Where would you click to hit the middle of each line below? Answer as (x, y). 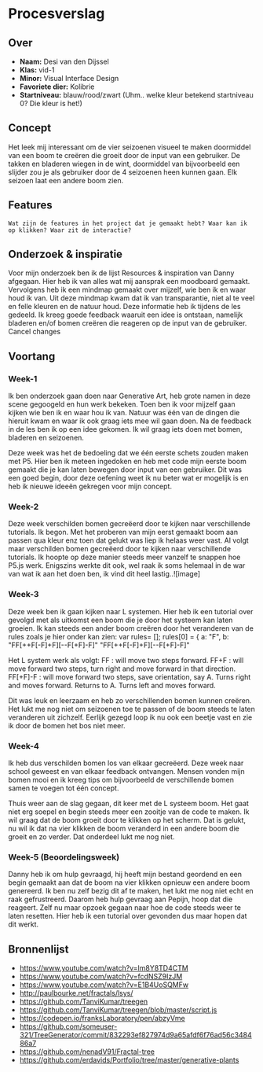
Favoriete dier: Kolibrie (57, 87)
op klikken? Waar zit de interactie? (70, 230)
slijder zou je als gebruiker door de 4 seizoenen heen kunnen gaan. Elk (123, 172)
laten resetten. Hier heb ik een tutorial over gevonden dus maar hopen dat (128, 916)
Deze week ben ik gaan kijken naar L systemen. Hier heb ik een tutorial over (131, 611)
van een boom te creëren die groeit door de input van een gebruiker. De (124, 155)
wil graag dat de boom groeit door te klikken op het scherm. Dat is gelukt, (127, 820)
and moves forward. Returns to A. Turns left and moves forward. (112, 685)
